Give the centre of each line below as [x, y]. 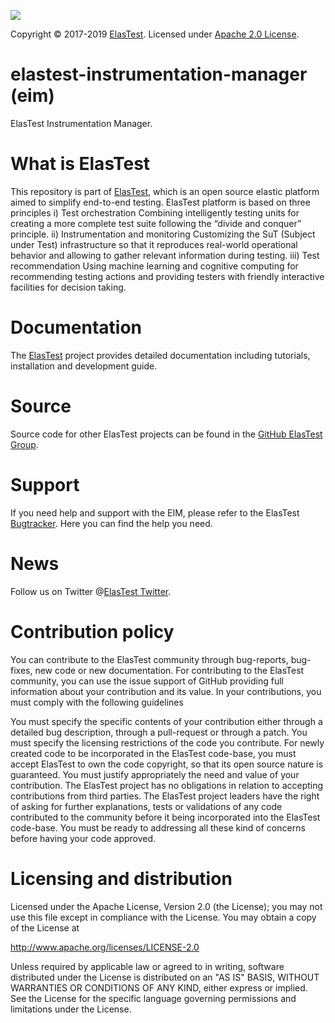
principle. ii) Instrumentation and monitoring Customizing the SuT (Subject [163, 234]
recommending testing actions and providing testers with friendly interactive [167, 276]
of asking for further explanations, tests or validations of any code [146, 806]
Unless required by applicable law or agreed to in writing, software [147, 966]
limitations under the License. [71, 1009]
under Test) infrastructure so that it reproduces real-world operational [154, 244]
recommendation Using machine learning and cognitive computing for [154, 266]
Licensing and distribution [121, 878]
